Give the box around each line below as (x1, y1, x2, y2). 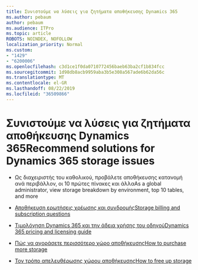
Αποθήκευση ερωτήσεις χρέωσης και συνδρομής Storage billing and (14, 204, 181, 211)
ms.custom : (6, 47, 33, 53)
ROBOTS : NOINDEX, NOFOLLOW (6, 36, 72, 42)
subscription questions (14, 210, 71, 217)
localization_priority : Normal (6, 42, 83, 48)
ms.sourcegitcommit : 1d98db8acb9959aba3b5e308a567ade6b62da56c (6, 69, 165, 75)
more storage (14, 246, 48, 253)
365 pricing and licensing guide (14, 228, 92, 235)
